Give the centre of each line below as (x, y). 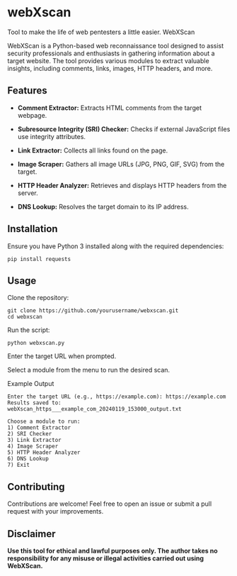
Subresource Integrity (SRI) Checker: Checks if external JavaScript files (124, 129)
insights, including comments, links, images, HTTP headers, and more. (110, 68)
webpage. (32, 115)
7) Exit (19, 465)
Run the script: (29, 330)
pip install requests (39, 259)
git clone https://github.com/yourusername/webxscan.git (93, 311)
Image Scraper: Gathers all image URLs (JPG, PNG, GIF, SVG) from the (121, 164)
